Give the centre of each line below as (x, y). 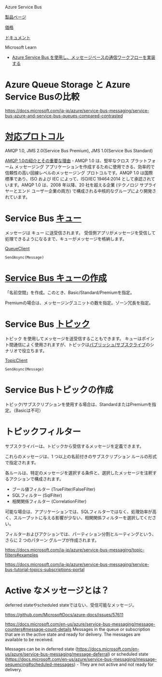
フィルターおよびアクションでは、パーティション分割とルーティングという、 (81, 534)
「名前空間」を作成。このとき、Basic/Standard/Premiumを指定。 (70, 292)
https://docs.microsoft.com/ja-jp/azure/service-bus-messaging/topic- (75, 549)
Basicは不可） (29, 410)
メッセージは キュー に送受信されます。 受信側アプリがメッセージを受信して (80, 233)
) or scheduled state (128, 654)
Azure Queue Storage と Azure (68, 85)
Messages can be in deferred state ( (41, 649)
